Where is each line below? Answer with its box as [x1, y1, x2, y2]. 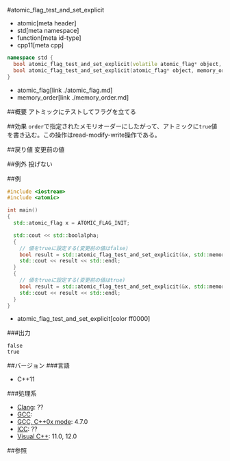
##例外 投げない [7, 159, 53, 168]
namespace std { [7, 54, 53, 61]
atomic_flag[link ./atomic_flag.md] [16, 86, 113, 94]
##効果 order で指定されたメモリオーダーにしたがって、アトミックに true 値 [7, 122, 218, 130]
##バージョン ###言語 [7, 361, 70, 370]
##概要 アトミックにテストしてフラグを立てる [7, 107, 137, 115]
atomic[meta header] [16, 19, 77, 27]
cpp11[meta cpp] [16, 41, 64, 49]
